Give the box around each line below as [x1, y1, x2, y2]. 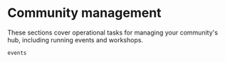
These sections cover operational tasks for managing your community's [7, 28, 219, 37]
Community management [7, 5, 162, 21]
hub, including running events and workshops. [7, 35, 144, 44]
